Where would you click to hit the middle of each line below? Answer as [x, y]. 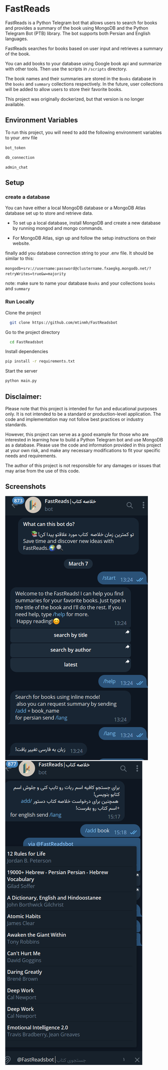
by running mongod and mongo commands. [58, 228]
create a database [28, 197]
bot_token [16, 148]
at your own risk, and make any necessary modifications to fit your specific [83, 451]
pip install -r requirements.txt [40, 362]
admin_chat [17, 167]
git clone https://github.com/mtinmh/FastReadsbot [64, 322]
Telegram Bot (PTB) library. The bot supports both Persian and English [78, 33]
